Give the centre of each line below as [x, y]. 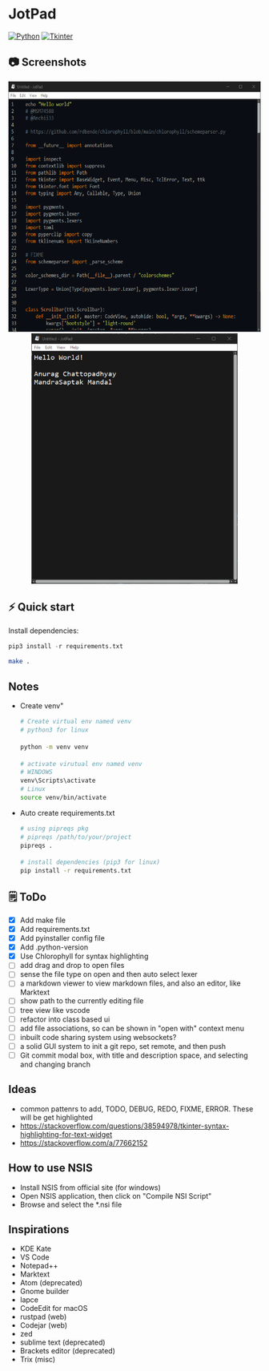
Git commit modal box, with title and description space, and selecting [134, 1055]
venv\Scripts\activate [58, 781]
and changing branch [55, 1064]
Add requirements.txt [55, 929]
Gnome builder [44, 1292]
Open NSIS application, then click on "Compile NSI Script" [116, 1196]
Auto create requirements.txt [67, 813]
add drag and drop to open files [72, 966]
